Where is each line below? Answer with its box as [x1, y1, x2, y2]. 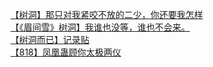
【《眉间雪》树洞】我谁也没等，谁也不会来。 [10, 21, 190, 33]
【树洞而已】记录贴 [10, 34, 90, 45]
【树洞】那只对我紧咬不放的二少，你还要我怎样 [10, 9, 203, 20]
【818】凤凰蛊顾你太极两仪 [10, 46, 122, 58]
